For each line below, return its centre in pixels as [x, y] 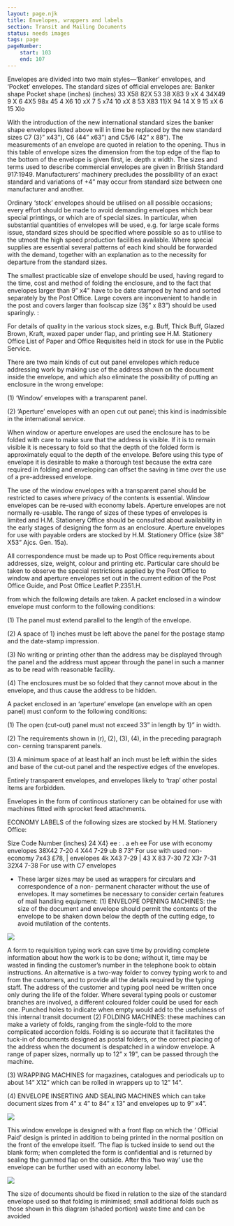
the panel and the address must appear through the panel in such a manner [116, 662]
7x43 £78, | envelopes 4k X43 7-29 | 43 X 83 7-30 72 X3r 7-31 [126, 858]
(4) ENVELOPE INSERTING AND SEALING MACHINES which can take [107, 1096]
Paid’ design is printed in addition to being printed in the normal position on [115, 1137]
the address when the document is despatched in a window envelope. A [111, 1046]
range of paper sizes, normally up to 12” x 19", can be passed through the [113, 1054]
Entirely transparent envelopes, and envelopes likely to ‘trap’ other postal [112, 780]
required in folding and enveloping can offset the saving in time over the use [117, 469]
